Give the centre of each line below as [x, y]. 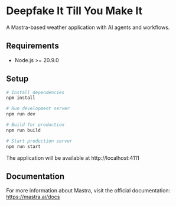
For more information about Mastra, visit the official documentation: [88, 191]
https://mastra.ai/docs [33, 197]
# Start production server [39, 141]
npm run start [24, 146]
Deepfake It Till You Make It [74, 11]
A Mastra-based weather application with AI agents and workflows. [88, 27]
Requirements [32, 46]
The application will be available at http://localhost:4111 [73, 157]
